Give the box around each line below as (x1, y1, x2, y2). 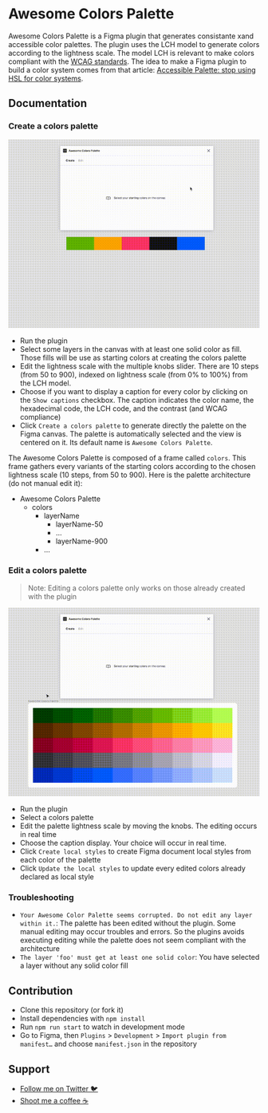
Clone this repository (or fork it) (19, 1005, 124, 1015)
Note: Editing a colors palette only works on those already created (27, 583, 246, 593)
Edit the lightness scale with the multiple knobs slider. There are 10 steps (19, 361, 259, 371)
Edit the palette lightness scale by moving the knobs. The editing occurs (19, 821, 258, 831)
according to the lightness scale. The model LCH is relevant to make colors (8, 48, 255, 57)
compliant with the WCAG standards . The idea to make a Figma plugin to (8, 57, 247, 66)
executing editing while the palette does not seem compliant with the (19, 935, 246, 945)
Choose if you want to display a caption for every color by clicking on (19, 387, 249, 397)
